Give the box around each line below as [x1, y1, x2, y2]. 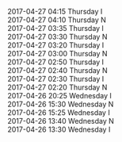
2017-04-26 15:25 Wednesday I [7, 108, 110, 117]
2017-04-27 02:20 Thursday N [7, 83, 108, 92]
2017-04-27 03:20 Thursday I [7, 40, 105, 50]
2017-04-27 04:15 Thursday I [7, 7, 103, 16]
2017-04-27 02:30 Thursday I [7, 75, 105, 83]
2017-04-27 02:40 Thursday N [7, 66, 108, 75]
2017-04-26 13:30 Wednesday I [7, 125, 111, 134]
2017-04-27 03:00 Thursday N [7, 49, 108, 58]
